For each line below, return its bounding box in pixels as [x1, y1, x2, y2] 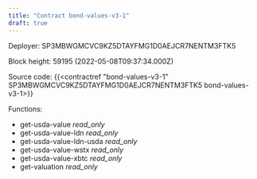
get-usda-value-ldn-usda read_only [19, 136, 138, 146]
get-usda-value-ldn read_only [19, 128, 119, 138]
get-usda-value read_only [19, 119, 105, 129]
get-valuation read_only [19, 161, 98, 171]
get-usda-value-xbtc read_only [19, 153, 123, 163]
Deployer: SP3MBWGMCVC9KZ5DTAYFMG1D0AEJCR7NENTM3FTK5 [8, 41, 236, 50]
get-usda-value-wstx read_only [19, 145, 124, 154]
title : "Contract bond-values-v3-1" [8, 11, 130, 20]
